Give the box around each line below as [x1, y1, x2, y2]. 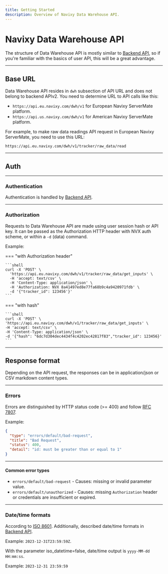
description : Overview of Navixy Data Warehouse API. [5, 12, 120, 17]
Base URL [5, 75, 36, 83]
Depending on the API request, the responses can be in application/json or [5, 369, 159, 376]
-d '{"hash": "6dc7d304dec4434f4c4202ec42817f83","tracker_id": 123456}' [5, 334, 162, 339]
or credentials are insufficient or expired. [12, 494, 96, 500]
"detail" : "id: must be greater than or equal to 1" [9, 447, 122, 452]
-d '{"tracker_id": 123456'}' [9, 289, 72, 294]
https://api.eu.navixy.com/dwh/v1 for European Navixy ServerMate [12, 103, 153, 109]
